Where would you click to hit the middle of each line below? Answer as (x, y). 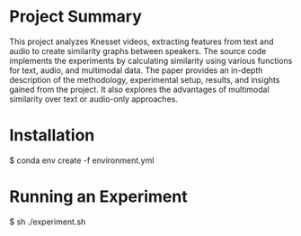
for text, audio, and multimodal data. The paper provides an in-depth (136, 70)
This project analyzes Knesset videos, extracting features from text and (142, 41)
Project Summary (75, 17)
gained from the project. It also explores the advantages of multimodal (139, 89)
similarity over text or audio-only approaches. (93, 99)
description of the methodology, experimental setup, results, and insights (145, 79)
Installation (52, 136)
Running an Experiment (98, 197)
